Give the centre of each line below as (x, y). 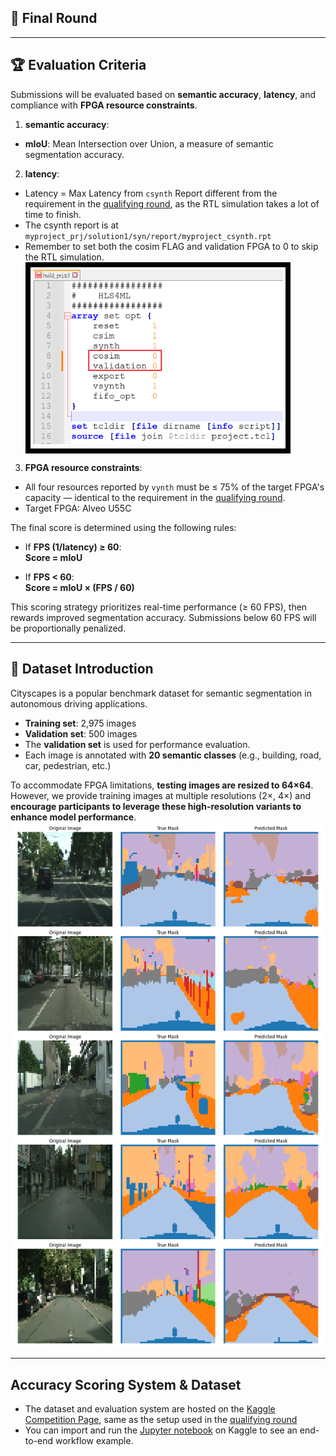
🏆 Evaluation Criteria (78, 65)
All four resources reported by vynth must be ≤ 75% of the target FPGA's (174, 487)
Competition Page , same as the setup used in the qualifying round (161, 1419)
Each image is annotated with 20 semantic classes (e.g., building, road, (173, 755)
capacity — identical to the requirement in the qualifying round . (155, 497)
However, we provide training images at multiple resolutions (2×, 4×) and (160, 795)
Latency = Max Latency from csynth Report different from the (151, 193)
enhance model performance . (73, 817)
